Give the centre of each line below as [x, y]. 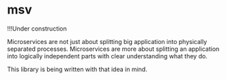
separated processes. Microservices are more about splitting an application [113, 49]
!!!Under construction [37, 28]
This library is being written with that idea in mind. [77, 69]
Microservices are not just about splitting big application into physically [107, 41]
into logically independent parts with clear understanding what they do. [108, 56]
